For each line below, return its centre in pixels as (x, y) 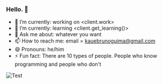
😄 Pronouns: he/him (39, 50)
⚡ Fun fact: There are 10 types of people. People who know (86, 56)
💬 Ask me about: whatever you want (58, 34)
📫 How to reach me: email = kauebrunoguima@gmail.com (85, 41)
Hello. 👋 (17, 9)
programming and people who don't (58, 64)
